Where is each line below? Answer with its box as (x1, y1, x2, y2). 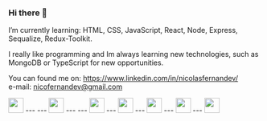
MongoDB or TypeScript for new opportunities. (8, 58, 164, 67)
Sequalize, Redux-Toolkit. (8, 34, 92, 43)
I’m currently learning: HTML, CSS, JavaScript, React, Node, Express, (8, 26, 239, 35)
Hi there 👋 (8, 7, 48, 18)
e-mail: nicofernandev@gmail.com (8, 82, 123, 91)
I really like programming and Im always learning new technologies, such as (8, 50, 259, 59)
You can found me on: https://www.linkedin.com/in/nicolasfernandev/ (8, 74, 239, 83)
